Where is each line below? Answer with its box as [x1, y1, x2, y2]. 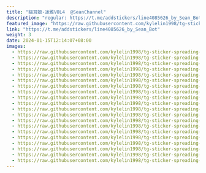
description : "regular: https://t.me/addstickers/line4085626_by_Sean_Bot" [6, 15, 204, 21]
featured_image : [6, 20, 48, 26]
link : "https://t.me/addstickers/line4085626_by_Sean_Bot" [6, 26, 161, 33]
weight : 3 [6, 32, 32, 38]
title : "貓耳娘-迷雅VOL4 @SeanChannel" [6, 9, 106, 15]
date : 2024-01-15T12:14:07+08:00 [6, 37, 92, 44]
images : [6, 44, 26, 50]
